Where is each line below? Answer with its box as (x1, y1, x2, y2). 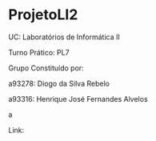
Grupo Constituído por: (8, 62, 84, 73)
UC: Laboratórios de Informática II (8, 32, 120, 42)
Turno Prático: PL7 (8, 47, 70, 57)
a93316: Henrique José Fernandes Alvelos (8, 94, 148, 103)
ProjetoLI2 (8, 6, 78, 24)
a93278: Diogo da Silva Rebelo (8, 79, 110, 88)
